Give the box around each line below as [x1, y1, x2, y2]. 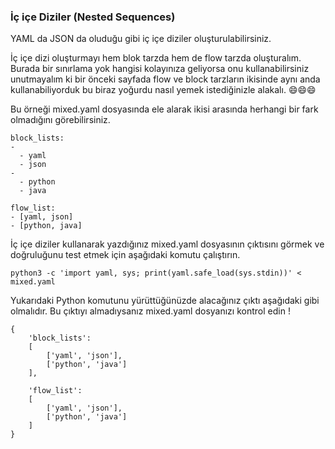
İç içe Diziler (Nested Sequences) [10, 10, 176, 24]
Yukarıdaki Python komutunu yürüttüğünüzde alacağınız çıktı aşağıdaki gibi [10, 295, 320, 307]
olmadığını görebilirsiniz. [10, 114, 111, 126]
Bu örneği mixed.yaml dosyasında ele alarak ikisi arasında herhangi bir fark [10, 103, 319, 115]
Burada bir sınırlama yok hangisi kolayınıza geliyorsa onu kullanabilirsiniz [10, 63, 310, 75]
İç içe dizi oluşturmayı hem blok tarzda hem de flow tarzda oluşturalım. [10, 52, 302, 64]
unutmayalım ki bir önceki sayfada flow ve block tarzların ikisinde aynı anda [10, 73, 321, 85]
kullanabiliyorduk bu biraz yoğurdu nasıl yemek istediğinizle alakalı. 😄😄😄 [10, 84, 317, 96]
